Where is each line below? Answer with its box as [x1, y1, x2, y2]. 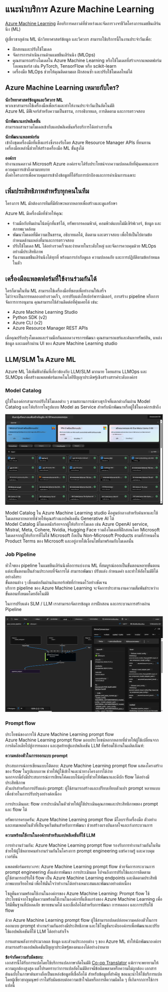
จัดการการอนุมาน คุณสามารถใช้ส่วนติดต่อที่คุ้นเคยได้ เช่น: [5, 299, 98, 305]
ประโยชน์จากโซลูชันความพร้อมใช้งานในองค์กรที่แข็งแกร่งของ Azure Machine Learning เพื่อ [5, 896, 162, 902]
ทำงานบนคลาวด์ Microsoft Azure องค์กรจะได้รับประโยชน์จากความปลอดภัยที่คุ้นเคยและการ [5, 160, 159, 166]
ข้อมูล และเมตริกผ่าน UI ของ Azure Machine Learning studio [5, 340, 117, 346]
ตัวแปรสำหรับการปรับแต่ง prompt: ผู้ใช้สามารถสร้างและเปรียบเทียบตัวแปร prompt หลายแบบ [5, 785, 160, 791]
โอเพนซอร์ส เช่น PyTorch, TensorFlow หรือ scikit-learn [12, 63, 116, 69]
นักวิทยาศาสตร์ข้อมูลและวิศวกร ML [5, 97, 63, 103]
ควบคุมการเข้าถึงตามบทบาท [5, 166, 50, 172]
